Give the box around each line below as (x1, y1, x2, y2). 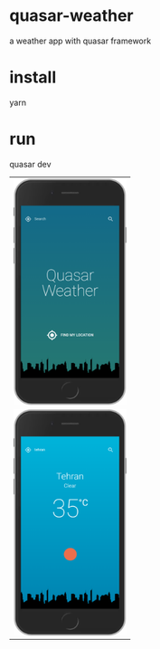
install (9, 67, 57, 88)
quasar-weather (9, 5, 134, 26)
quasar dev (9, 158, 52, 169)
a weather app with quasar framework (9, 35, 152, 46)
